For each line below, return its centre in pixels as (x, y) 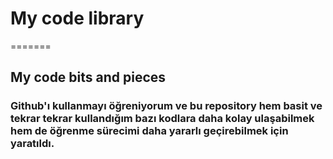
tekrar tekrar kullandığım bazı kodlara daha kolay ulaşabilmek (162, 119)
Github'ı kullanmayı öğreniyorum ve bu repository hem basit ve (166, 106)
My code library (77, 18)
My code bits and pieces (88, 77)
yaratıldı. (32, 144)
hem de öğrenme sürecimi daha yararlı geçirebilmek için (149, 131)
